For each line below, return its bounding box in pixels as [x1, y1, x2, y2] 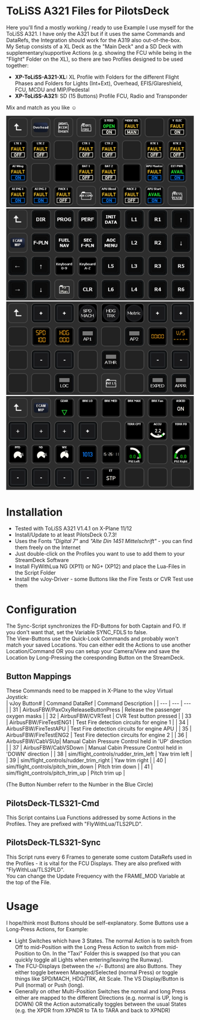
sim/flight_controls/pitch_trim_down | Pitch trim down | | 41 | [6, 763, 153, 771]
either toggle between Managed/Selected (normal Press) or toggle [14, 969, 178, 976]
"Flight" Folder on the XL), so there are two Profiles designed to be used [6, 55, 183, 63]
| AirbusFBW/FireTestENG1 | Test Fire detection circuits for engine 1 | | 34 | [6, 719, 189, 726]
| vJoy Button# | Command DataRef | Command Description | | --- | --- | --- [6, 700, 192, 707]
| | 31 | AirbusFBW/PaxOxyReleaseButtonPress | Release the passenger [6, 706, 182, 713]
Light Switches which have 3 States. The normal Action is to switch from [14, 937, 193, 944]
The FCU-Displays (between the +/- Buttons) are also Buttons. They [14, 962, 182, 969]
